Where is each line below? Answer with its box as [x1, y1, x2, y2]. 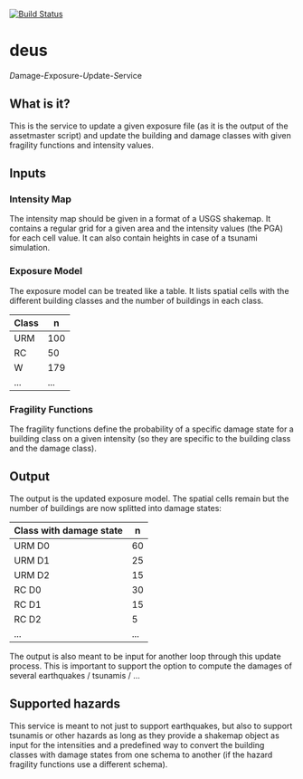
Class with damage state [14, 524, 124, 537]
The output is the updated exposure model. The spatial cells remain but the [9, 493, 289, 504]
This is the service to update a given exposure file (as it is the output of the [9, 120, 289, 131]
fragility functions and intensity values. [9, 139, 154, 150]
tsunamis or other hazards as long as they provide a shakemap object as [9, 729, 280, 741]
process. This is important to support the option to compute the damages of [9, 660, 292, 671]
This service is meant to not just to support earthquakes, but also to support [9, 720, 293, 731]
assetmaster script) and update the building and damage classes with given [9, 129, 291, 140]
